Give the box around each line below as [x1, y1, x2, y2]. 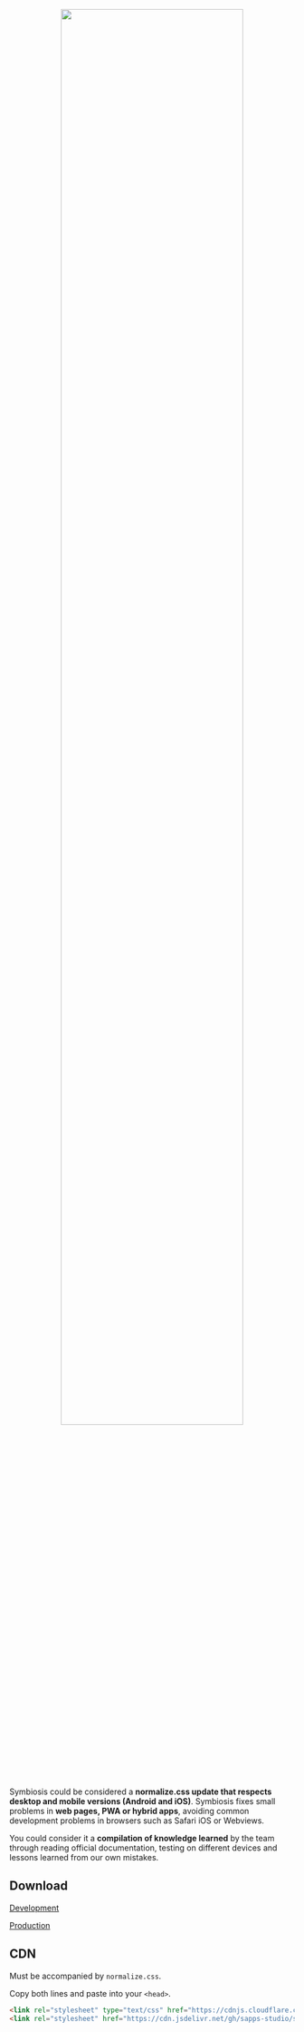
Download [9, 1879, 68, 1894]
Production [9, 1919, 51, 1930]
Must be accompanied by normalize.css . [9, 1970, 162, 1981]
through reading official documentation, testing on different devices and [9, 1842, 278, 1853]
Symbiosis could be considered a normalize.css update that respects [9, 1786, 272, 1797]
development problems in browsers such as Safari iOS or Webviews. [9, 1815, 265, 1826]
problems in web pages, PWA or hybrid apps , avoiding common [9, 1806, 250, 1816]
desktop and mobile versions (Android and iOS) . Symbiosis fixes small [9, 1796, 276, 1806]
